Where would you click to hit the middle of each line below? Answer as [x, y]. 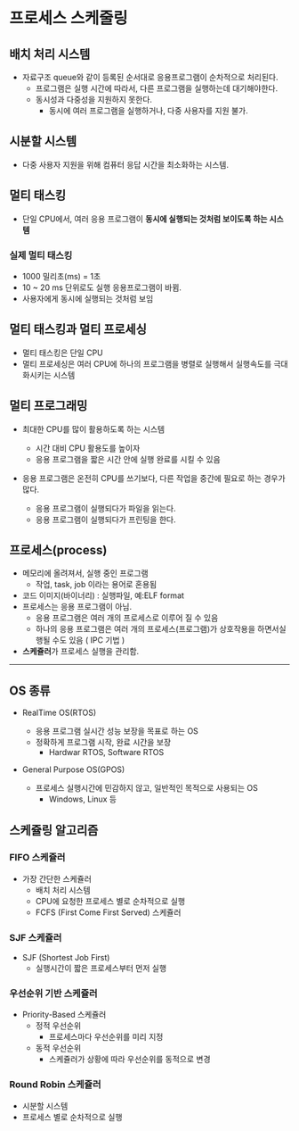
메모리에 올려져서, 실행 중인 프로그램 [85, 573]
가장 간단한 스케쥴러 [57, 878]
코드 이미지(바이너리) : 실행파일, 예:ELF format [103, 595]
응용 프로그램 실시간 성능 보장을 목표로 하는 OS [117, 731]
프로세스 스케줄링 [69, 18]
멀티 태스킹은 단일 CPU [63, 353]
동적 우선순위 [58, 1048]
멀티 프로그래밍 [48, 406]
